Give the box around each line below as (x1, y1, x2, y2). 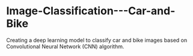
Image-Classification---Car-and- (6, 4, 176, 18)
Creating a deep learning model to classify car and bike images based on (6, 36, 188, 43)
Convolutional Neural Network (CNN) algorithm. (6, 43, 124, 50)
